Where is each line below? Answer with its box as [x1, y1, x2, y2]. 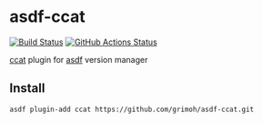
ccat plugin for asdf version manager [9, 54, 148, 65]
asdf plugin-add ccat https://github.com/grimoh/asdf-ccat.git [9, 105, 255, 114]
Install [9, 80, 46, 97]
